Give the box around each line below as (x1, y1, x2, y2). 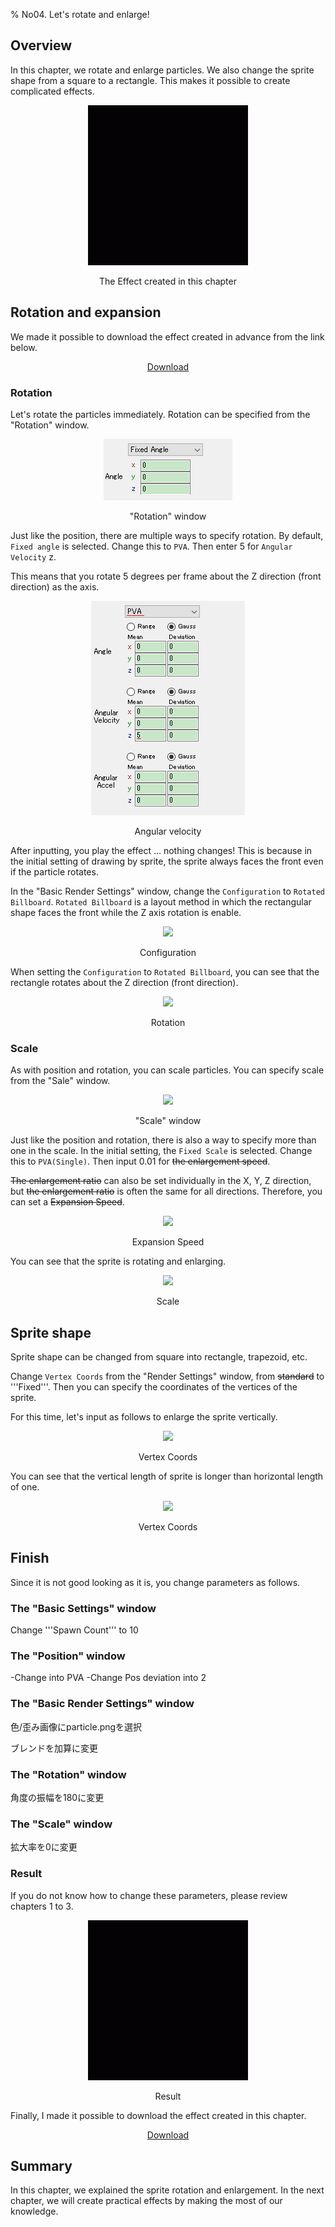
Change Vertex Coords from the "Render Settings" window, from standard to (10, 1370, 325, 1383)
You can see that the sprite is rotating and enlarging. (10, 1255, 227, 1268)
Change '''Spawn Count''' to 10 (10, 1624, 139, 1636)
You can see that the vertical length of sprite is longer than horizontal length (10, 1470, 324, 1483)
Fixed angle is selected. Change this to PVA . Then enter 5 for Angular (10, 540, 293, 552)
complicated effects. (10, 85, 95, 97)
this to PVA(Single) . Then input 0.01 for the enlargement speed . (10, 1155, 271, 1168)
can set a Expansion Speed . (10, 1196, 125, 1208)
